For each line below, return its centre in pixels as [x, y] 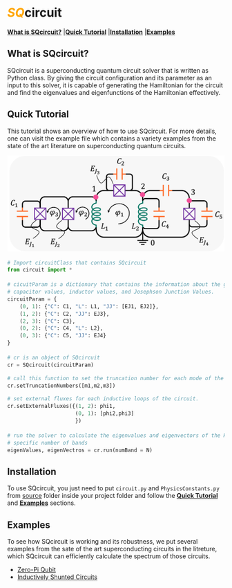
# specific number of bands [48, 443]
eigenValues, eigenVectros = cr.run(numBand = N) [80, 450]
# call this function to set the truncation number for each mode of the [116, 378]
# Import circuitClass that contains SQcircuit [77, 262]
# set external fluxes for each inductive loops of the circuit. [103, 399]
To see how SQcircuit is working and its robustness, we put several [103, 542]
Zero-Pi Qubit [37, 570]
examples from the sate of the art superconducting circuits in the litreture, [112, 549]
